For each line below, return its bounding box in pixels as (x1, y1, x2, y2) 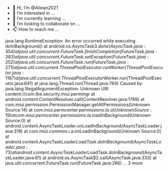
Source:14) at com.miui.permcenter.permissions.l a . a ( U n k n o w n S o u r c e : (5, 107, 152, 112)
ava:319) (5, 128, 23, 134)
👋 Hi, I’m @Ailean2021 (12, 5, 59, 10)
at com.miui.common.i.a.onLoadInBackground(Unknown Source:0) (24, 128, 162, 134)
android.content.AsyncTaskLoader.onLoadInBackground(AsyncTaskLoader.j (5, 123, 162, 128)
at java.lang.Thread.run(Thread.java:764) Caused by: (34, 80, 144, 86)
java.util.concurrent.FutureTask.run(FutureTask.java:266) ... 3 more (5, 160, 143, 166)
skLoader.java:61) (5, 155, 42, 160)
